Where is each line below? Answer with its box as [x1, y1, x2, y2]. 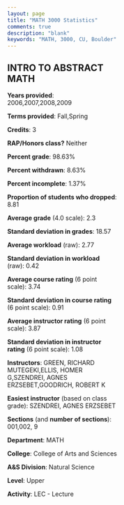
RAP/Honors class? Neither [7, 138, 88, 147]
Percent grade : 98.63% [7, 152, 75, 161]
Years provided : [7, 91, 54, 99]
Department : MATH [7, 435, 65, 444]
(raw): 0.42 [7, 262, 40, 270]
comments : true [7, 23, 52, 30]
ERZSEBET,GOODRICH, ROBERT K [7, 380, 106, 389]
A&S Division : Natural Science [7, 463, 95, 471]
